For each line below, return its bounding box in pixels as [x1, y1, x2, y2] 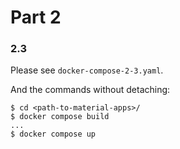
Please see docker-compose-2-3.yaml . [10, 64, 164, 76]
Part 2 [10, 6, 62, 29]
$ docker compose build [10, 112, 110, 122]
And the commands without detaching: [10, 84, 171, 96]
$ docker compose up [10, 129, 97, 140]
